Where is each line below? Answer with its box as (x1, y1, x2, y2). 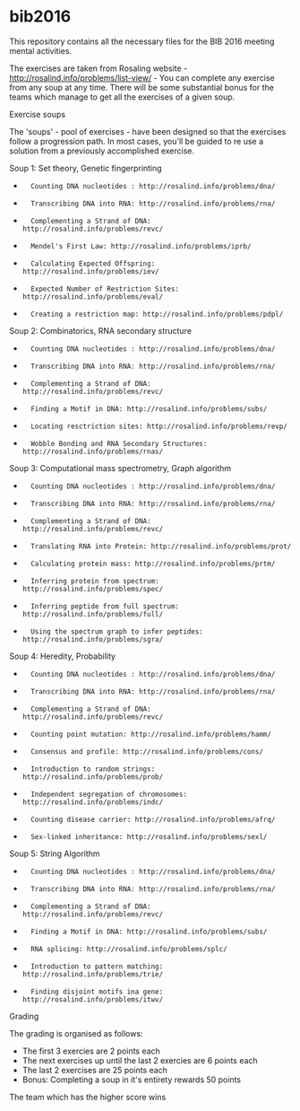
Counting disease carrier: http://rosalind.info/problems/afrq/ (30, 815, 276, 824)
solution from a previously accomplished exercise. (9, 145, 195, 156)
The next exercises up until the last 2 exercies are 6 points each (21, 1054, 258, 1065)
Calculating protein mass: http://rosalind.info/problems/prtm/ (30, 559, 276, 568)
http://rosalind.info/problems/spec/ (21, 584, 164, 593)
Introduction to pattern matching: (30, 962, 164, 971)
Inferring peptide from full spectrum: (30, 601, 179, 611)
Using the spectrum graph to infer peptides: (30, 626, 203, 636)
